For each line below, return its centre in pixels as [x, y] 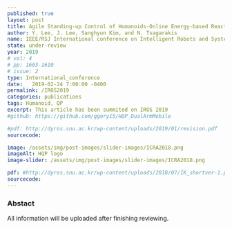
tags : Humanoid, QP [35, 103]
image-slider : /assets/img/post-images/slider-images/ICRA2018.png [106, 160]
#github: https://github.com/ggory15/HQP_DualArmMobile [89, 116]
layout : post [26, 20]
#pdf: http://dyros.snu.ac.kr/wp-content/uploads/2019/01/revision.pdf [112, 128]
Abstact [21, 203]
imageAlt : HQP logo [35, 154]
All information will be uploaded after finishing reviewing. [88, 219]
